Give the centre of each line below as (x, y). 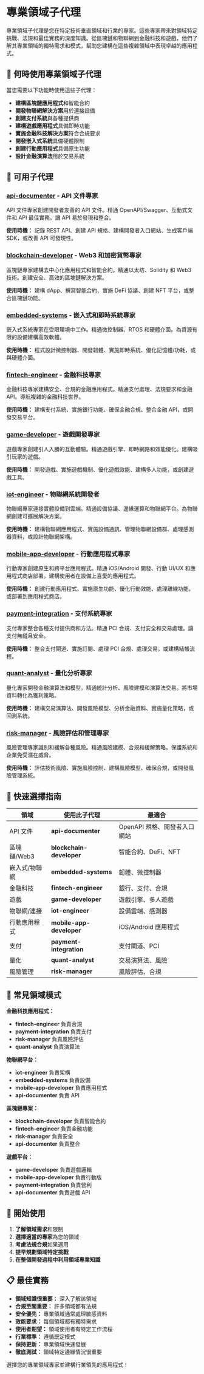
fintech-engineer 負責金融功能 (54, 1128)
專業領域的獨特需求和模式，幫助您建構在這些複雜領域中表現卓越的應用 (104, 46)
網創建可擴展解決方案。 (36, 516)
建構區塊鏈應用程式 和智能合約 (52, 103)
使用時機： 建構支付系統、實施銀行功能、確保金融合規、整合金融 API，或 (97, 410)
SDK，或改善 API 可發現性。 (42, 238)
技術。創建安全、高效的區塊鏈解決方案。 (57, 277)
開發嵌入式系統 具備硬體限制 (50, 141)
